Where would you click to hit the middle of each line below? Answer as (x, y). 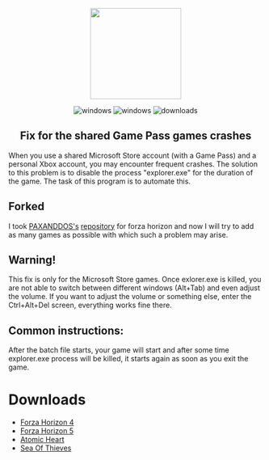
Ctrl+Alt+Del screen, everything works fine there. (90, 305)
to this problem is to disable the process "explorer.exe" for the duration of (131, 172)
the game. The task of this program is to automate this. (100, 181)
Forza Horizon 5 (47, 431)
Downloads (47, 400)
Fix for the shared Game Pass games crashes (136, 136)
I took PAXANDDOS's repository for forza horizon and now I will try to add (131, 226)
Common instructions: (66, 330)
